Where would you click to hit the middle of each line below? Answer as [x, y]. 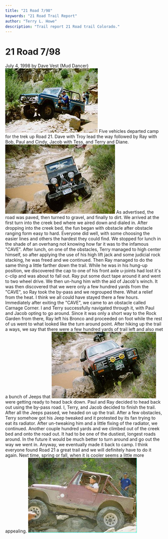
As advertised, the [135, 212]
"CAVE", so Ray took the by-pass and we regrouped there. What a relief [79, 292]
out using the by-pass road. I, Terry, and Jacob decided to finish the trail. [81, 407]
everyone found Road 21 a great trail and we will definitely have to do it [78, 450]
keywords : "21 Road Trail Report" [41, 16]
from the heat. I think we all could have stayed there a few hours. [72, 297]
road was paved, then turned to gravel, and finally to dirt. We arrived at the [82, 218]
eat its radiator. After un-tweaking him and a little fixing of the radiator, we [81, 423]
